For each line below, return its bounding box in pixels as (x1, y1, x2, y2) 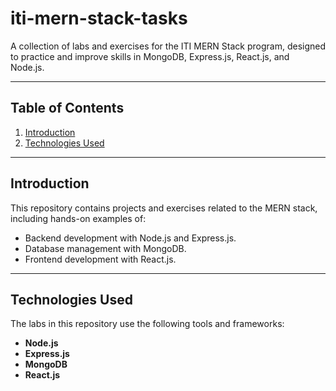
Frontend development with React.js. (24, 253, 177, 265)
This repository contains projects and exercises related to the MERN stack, (10, 202, 318, 214)
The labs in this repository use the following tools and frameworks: (10, 318, 285, 330)
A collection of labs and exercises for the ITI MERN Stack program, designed (10, 40, 327, 52)
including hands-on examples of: (10, 212, 147, 224)
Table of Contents (10, 100, 125, 117)
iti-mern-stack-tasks (10, 7, 188, 30)
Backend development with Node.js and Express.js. (24, 232, 237, 244)
